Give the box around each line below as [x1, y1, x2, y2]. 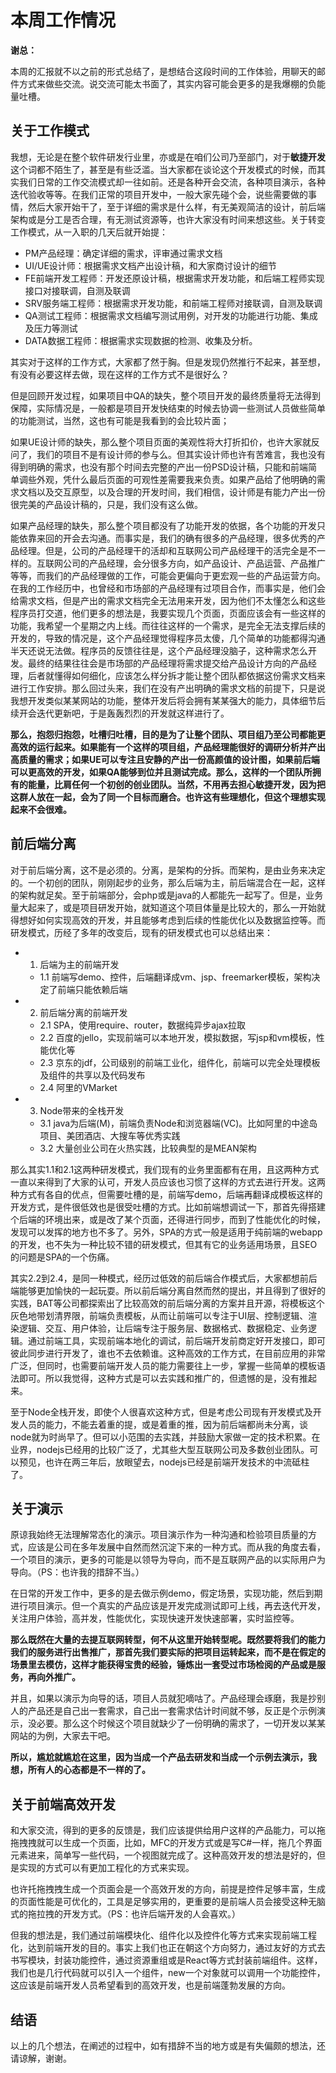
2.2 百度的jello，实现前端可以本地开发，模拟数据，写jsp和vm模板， [39, 1031, 317, 1043]
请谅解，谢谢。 [10, 2052, 72, 2064]
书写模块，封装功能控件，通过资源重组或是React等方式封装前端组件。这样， [10, 1954, 323, 1966]
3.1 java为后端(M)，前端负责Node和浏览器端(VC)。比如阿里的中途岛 [39, 1117, 318, 1129]
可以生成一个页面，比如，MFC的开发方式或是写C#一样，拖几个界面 [44, 1837, 323, 1849]
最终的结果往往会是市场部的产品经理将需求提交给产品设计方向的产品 [27, 657, 308, 669]
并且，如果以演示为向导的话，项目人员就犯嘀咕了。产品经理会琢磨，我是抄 [10, 1692, 317, 1705]
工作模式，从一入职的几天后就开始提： [10, 226, 168, 238]
